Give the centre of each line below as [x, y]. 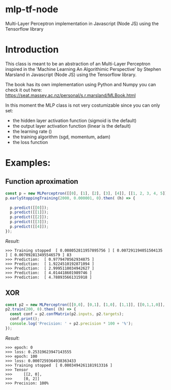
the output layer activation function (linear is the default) [72, 126]
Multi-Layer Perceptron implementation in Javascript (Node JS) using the [82, 23]
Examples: [28, 163]
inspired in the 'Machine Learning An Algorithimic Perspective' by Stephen [83, 69]
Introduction [32, 50]
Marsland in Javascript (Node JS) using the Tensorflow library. [71, 75]
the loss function [30, 142]
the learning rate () [32, 131]
